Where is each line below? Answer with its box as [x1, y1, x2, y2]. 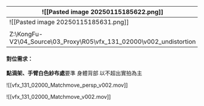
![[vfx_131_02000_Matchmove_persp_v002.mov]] [6, 81, 128, 89]
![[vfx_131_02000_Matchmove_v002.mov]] [6, 93, 111, 101]
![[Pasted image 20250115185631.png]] [9, 18, 129, 26]
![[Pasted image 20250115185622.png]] [41, 8, 164, 16]
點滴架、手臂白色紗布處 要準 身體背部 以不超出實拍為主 [6, 69, 143, 77]
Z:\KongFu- [9, 30, 43, 38]
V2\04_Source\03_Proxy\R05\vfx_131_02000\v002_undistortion [9, 37, 196, 46]
